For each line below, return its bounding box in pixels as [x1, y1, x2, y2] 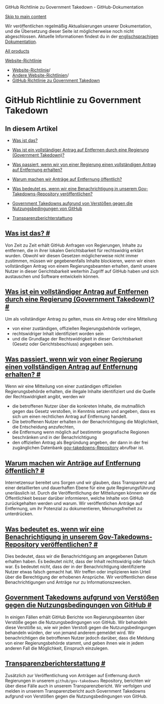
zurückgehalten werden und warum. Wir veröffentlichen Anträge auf [5, 500, 143, 506]
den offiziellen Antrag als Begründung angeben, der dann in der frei [12, 440, 148, 446]
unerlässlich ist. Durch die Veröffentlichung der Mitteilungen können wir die [5, 490, 157, 496]
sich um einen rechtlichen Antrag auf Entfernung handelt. [12, 413, 128, 420]
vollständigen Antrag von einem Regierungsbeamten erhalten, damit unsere [5, 263, 157, 269]
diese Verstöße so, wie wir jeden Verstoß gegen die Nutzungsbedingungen [5, 624, 156, 630]
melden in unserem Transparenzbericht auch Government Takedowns [5, 688, 145, 694]
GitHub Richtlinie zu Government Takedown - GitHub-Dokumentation [5, 4, 144, 10]
